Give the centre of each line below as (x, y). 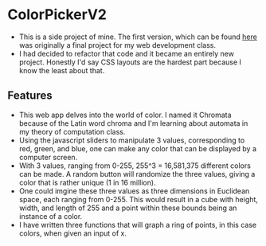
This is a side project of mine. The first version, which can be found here (138, 37)
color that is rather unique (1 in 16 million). (87, 182)
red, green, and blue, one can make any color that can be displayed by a (137, 148)
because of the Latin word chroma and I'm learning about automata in (133, 123)
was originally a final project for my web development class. (117, 45)
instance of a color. (51, 216)
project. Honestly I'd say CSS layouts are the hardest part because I (130, 62)
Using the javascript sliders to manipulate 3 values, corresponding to (132, 140)
